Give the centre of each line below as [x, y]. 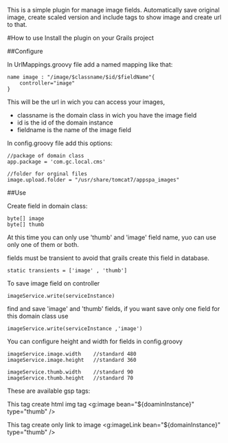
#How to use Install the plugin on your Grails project [81, 38]
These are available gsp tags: [49, 391]
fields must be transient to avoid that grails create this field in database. [108, 258]
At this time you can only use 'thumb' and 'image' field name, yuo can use [112, 237]
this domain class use [38, 316]
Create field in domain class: [47, 206]
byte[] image [26, 219]
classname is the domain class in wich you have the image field [107, 115]
